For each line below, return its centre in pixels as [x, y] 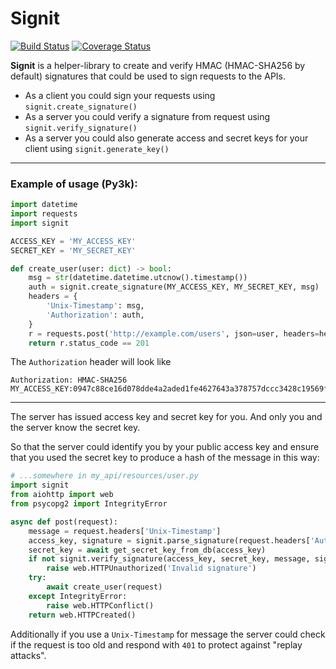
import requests [44, 214]
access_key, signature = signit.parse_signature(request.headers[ [169, 540]
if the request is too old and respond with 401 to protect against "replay [156, 644]
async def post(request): [64, 522]
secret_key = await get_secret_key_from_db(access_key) [147, 550]
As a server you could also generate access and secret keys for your [166, 138]
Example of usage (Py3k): [74, 184]
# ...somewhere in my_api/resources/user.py [104, 476]
